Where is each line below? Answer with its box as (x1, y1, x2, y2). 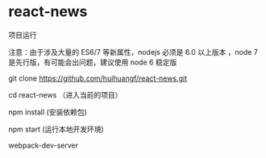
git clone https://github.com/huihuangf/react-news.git (8, 73, 188, 83)
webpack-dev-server (8, 140, 79, 150)
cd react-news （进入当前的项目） (8, 89, 123, 99)
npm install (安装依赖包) (8, 107, 87, 117)
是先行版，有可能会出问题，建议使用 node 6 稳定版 (8, 57, 177, 67)
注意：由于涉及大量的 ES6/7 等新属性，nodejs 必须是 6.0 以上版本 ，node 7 (8, 47, 258, 56)
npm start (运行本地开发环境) (8, 124, 105, 134)
